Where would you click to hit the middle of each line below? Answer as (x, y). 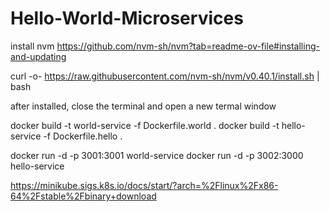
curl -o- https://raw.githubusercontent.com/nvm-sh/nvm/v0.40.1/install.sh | (165, 76)
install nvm (32, 46)
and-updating (38, 56)
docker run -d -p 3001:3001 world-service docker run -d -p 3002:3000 (157, 155)
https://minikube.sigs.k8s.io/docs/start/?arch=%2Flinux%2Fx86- (144, 185)
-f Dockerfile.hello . (83, 136)
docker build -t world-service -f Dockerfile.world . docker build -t (145, 125)
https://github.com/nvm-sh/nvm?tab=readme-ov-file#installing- (188, 46)
